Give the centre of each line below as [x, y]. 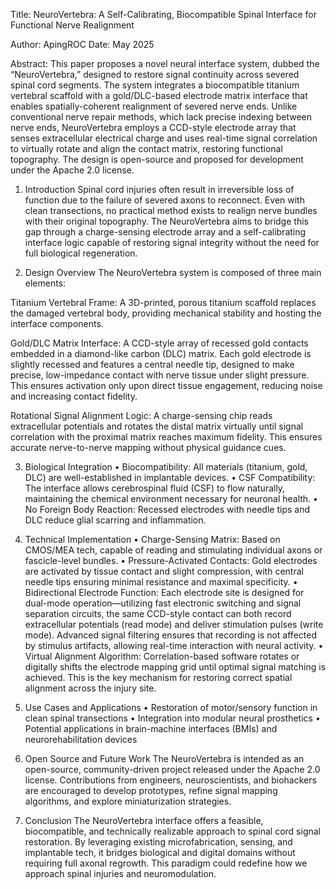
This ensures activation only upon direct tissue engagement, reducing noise [166, 385]
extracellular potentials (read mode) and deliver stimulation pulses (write [174, 624]
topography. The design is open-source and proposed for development [157, 159]
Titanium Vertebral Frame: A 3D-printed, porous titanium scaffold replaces [163, 302]
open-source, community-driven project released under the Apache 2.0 [172, 769]
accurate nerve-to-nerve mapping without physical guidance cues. [148, 447]
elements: [45, 283]
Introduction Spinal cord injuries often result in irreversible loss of [159, 189]
